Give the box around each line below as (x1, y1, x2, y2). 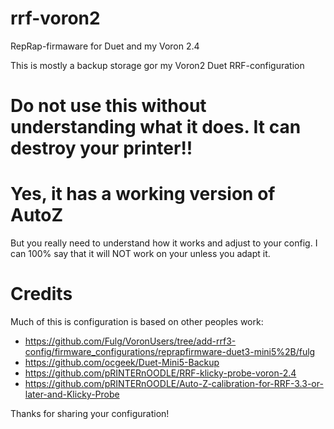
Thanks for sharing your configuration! (10, 408, 170, 419)
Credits (10, 283, 73, 306)
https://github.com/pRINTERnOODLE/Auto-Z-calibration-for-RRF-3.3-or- (24, 378, 324, 389)
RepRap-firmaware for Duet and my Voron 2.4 (10, 40, 200, 52)
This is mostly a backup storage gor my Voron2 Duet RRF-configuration (10, 59, 305, 71)
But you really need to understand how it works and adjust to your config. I (10, 237, 318, 249)
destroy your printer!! (10, 137, 193, 160)
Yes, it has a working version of (10, 183, 276, 206)
